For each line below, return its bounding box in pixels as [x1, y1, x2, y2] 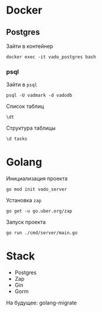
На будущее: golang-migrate [6, 299, 77, 307]
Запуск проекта [6, 219, 46, 226]
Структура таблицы [6, 124, 56, 132]
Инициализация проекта [6, 175, 68, 182]
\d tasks [6, 136, 28, 142]
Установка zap [6, 197, 42, 204]
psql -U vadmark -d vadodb [6, 93, 73, 98]
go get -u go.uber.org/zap [6, 208, 73, 214]
